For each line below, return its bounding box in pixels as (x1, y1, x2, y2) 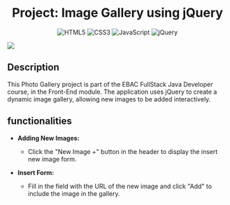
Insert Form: (17, 168, 55, 176)
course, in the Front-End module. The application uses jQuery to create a (7, 87, 217, 96)
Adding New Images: (17, 134, 80, 142)
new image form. (27, 155, 77, 163)
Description (7, 62, 59, 73)
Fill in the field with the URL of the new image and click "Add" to (27, 182, 212, 190)
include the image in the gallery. (27, 189, 120, 197)
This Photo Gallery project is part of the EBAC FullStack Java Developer (7, 80, 213, 88)
